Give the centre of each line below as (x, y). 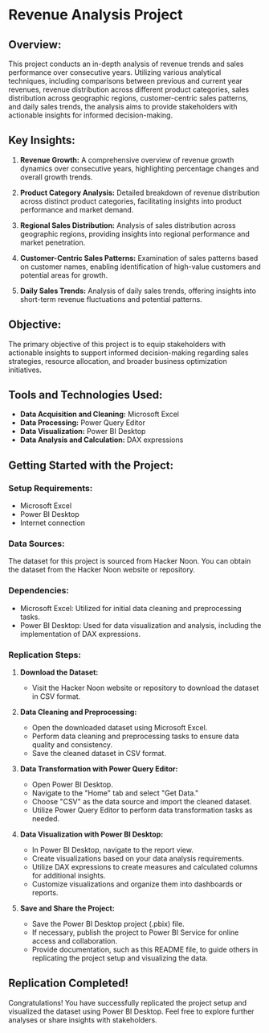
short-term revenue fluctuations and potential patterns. (111, 299)
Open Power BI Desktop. (73, 785)
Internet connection (53, 523)
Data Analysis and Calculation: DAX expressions (102, 440)
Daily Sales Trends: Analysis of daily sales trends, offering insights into (138, 291)
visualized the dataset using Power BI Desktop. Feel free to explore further (131, 1011)
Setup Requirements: (51, 488)
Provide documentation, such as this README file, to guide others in (145, 950)
